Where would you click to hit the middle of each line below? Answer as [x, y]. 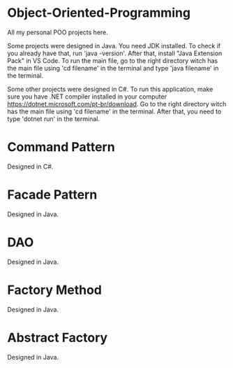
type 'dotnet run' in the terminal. [53, 119]
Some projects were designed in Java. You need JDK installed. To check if [114, 45]
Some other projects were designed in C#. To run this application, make [110, 89]
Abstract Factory [58, 338]
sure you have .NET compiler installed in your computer [87, 97]
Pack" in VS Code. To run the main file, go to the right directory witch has [113, 60]
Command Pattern [61, 147]
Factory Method [55, 290]
